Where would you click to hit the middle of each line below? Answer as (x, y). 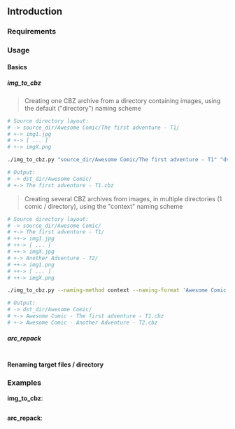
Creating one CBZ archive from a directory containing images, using (122, 100)
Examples (24, 383)
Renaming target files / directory (55, 365)
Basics (17, 67)
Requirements (32, 32)
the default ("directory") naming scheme (83, 108)
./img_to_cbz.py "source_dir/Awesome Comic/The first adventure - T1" (112, 160)
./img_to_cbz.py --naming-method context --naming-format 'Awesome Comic (117, 290)
